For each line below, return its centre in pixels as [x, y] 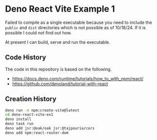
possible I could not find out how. [39, 33]
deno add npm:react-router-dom [37, 133]
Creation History [31, 99]
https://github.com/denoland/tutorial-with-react [60, 84]
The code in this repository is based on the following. [59, 69]
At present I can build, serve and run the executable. [58, 42]
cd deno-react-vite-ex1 [29, 115]
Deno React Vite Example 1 [60, 9]
